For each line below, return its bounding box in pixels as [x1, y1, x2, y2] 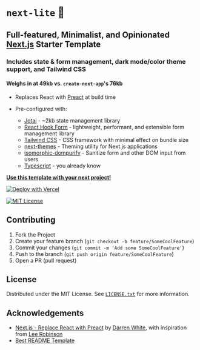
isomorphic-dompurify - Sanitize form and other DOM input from [24, 149, 186, 156]
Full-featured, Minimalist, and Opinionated [6, 30, 170, 40]
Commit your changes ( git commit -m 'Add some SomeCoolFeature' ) [15, 244, 185, 251]
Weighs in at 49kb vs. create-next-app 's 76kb [6, 80, 123, 87]
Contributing [6, 215, 56, 225]
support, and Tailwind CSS [6, 65, 87, 73]
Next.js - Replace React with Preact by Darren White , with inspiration [15, 324, 187, 331]
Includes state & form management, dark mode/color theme [6, 57, 186, 66]
